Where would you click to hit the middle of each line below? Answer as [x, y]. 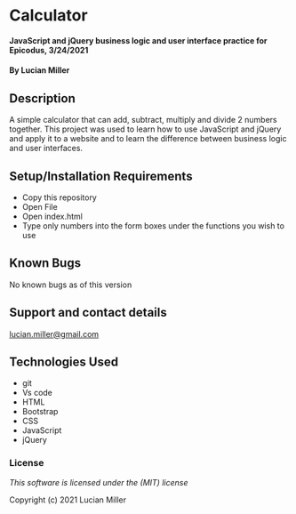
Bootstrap [40, 412]
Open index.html [52, 216]
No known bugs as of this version [71, 285]
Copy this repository [60, 197]
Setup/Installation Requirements [101, 176]
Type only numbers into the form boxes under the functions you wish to [153, 226]
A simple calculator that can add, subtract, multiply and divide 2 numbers [143, 120]
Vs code [37, 393]
